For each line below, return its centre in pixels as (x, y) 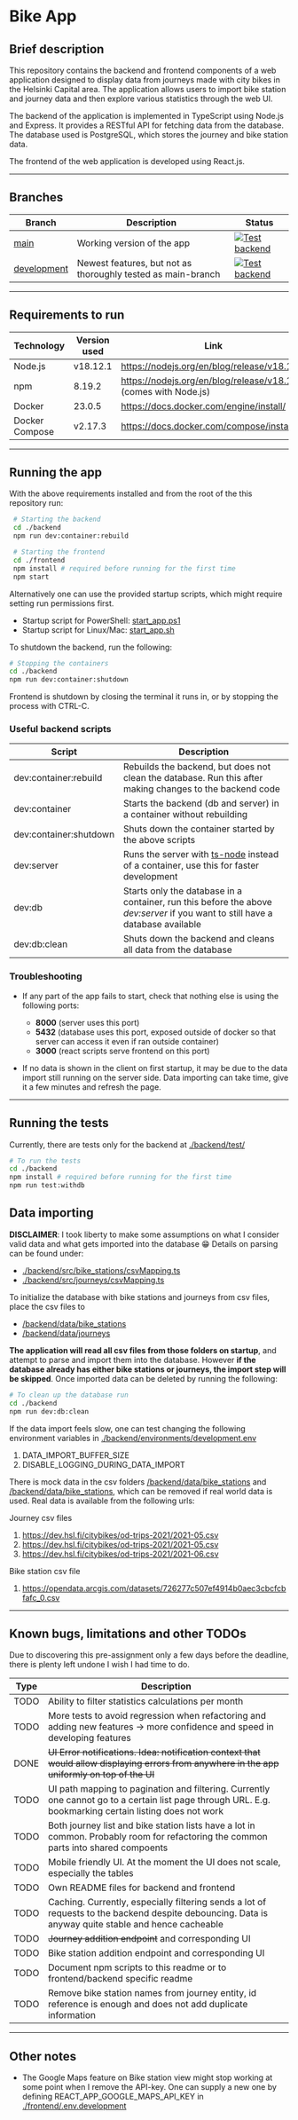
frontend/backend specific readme (120, 1979)
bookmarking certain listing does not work (136, 1811)
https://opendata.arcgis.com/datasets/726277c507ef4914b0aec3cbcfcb (154, 1588)
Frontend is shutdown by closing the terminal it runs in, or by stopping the (144, 697)
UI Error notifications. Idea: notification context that (154, 1753)
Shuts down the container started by (199, 829)
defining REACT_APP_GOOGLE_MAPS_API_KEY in (113, 2097)
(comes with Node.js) (166, 391)
